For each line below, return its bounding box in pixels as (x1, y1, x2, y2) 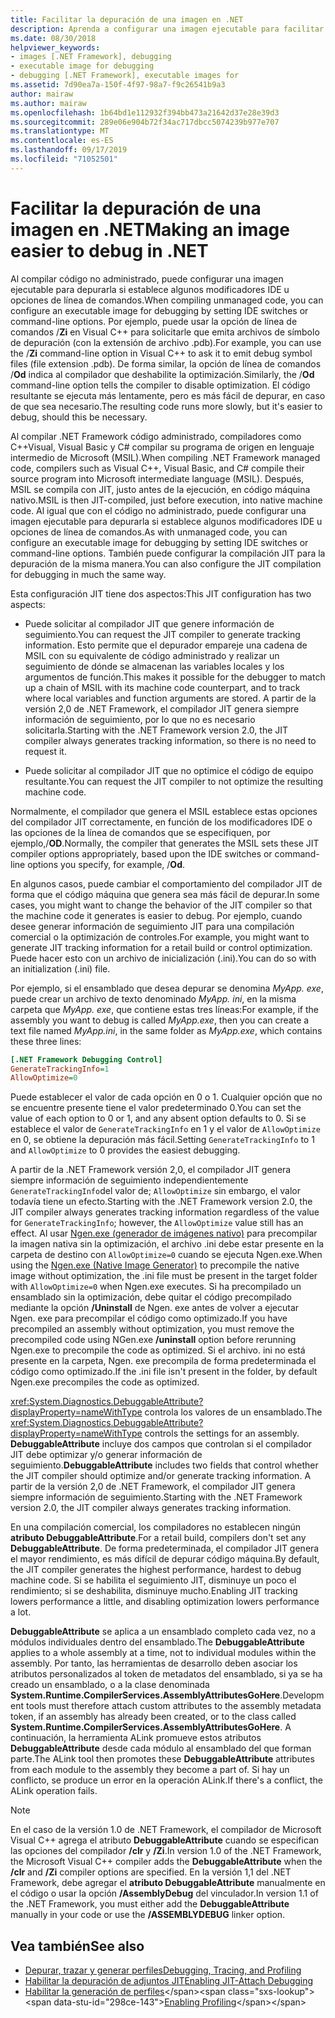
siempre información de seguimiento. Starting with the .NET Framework (10, 1491, 303, 1503)
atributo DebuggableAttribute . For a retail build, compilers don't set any (10, 1532, 307, 1544)
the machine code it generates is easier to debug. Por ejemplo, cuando (10, 909, 303, 921)
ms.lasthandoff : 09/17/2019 (10, 145, 128, 155)
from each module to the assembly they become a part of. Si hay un (10, 1764, 290, 1776)
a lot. (10, 1606, 32, 1618)
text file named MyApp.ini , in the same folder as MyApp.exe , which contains (10, 1024, 323, 1036)
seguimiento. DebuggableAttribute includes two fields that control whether (10, 1459, 319, 1471)
